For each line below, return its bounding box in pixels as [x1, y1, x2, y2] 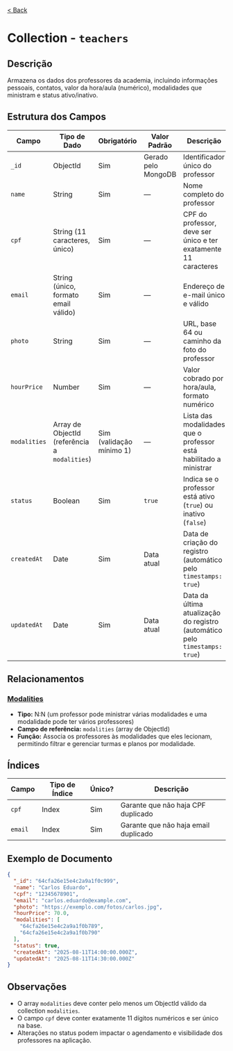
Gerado [143, 152, 169, 162]
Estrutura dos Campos [7, 111, 106, 123]
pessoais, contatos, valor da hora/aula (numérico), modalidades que [7, 83, 202, 92]
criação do [182, 538, 218, 547]
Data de [182, 529, 209, 538]
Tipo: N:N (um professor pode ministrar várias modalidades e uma [17, 710, 207, 718]
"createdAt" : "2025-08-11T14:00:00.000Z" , [13, 948, 138, 956]
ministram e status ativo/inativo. [7, 91, 98, 99]
